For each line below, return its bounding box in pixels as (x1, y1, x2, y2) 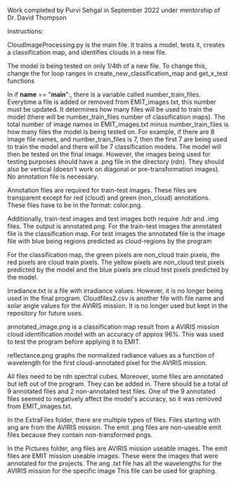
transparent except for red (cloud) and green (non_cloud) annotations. (7, 193, 211, 202)
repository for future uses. (7, 309, 84, 317)
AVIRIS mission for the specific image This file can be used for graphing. (7, 467, 217, 475)
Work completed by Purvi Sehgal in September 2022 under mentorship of (7, 6, 221, 14)
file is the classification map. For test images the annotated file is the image (7, 230, 225, 237)
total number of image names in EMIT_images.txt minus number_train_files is (7, 120, 229, 129)
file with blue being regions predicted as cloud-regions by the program (7, 237, 212, 245)
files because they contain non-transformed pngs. (7, 431, 153, 438)
